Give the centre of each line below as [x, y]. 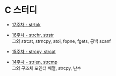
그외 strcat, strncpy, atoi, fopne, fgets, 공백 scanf [61, 41]
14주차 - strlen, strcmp [34, 62]
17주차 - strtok [26, 25]
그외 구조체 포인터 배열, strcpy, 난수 [46, 68]
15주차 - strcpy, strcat [33, 51]
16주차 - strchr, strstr [33, 35]
